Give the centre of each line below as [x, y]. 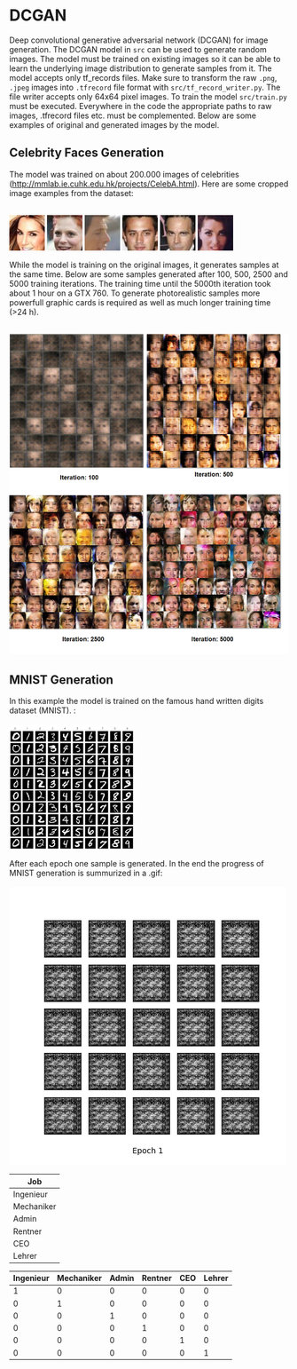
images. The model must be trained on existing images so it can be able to [145, 59]
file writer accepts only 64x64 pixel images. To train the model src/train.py [148, 96]
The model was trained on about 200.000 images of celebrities [124, 174]
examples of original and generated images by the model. [114, 124]
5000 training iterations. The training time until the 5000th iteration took [140, 283]
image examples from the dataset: [72, 193]
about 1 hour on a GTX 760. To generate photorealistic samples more [135, 293]
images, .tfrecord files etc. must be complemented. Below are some [133, 115]
